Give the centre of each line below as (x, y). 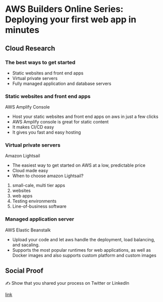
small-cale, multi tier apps (39, 186)
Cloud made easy (30, 171)
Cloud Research (30, 48)
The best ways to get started (40, 62)
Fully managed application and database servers (62, 83)
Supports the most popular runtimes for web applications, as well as (81, 250)
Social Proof (24, 271)
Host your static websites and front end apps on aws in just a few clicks (85, 116)
